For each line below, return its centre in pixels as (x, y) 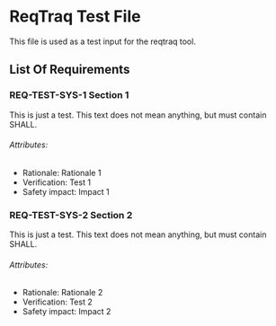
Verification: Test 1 (57, 182)
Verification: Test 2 (57, 302)
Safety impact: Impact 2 (67, 312)
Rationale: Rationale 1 (62, 172)
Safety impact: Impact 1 (66, 191)
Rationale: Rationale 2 (62, 293)
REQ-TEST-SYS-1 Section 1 (69, 95)
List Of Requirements (70, 70)
